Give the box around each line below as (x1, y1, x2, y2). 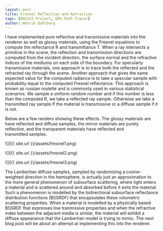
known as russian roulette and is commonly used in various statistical (5, 86, 145, 91)
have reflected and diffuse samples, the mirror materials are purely (5, 121, 139, 127)
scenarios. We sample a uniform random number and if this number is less (5, 91, 154, 97)
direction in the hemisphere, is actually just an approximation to (24, 174, 152, 180)
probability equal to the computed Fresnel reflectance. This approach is (5, 81, 149, 87)
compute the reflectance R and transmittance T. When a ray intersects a (5, 44, 150, 50)
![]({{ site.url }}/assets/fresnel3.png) (5, 160, 77, 165)
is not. (5, 107, 18, 112)
